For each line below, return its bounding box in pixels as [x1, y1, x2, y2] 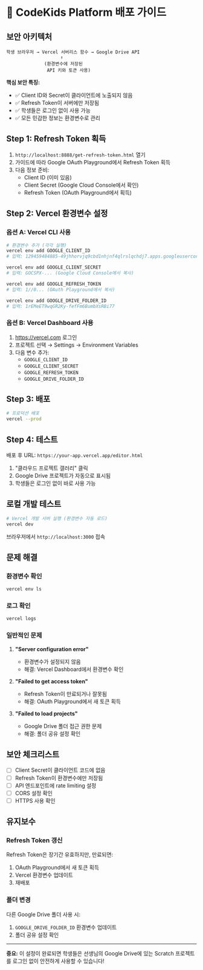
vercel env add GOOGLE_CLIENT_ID [6, 248, 91, 254]
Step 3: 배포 [6, 394, 51, 404]
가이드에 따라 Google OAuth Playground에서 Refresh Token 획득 [14, 158, 171, 166]
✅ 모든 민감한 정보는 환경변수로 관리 [14, 115, 101, 121]
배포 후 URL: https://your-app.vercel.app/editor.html [6, 452, 143, 459]
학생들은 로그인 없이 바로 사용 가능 [14, 480, 96, 487]
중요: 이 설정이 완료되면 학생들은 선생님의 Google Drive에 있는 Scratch [6, 949, 174, 957]
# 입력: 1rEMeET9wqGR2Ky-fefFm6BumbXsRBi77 [6, 303, 115, 309]
